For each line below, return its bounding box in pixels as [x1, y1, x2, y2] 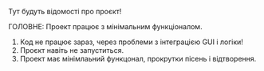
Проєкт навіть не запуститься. [19, 46, 124, 54]
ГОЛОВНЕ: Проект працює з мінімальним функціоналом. [8, 22, 203, 31]
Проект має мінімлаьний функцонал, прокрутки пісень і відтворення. [19, 54, 257, 63]
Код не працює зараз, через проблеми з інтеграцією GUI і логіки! [19, 37, 243, 47]
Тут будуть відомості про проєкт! [8, 7, 122, 16]
